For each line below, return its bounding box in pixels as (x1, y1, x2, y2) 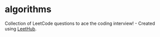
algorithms (5, 4, 52, 15)
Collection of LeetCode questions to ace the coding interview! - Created (5, 20, 155, 26)
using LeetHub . (5, 25, 36, 31)
